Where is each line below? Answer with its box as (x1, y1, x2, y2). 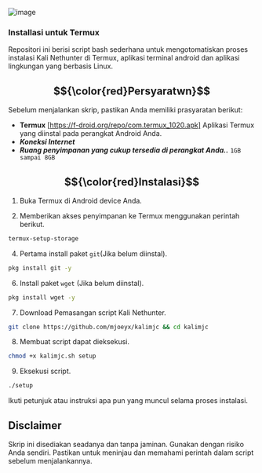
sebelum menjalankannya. (8, 456, 93, 465)
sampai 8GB (19, 154, 56, 162)
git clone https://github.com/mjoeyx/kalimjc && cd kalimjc (8, 323, 209, 331)
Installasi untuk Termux (8, 27, 100, 38)
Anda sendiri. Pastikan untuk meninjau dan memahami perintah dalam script (8, 448, 254, 457)
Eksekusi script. (19, 366, 71, 376)
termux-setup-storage (8, 234, 79, 243)
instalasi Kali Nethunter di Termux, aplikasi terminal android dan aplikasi (8, 53, 241, 63)
